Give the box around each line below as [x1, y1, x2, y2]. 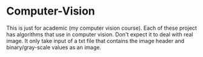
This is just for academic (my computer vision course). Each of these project [6, 24, 197, 32]
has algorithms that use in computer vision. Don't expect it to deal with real [6, 30, 193, 38]
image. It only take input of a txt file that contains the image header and [6, 37, 185, 44]
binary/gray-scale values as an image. [6, 44, 102, 51]
